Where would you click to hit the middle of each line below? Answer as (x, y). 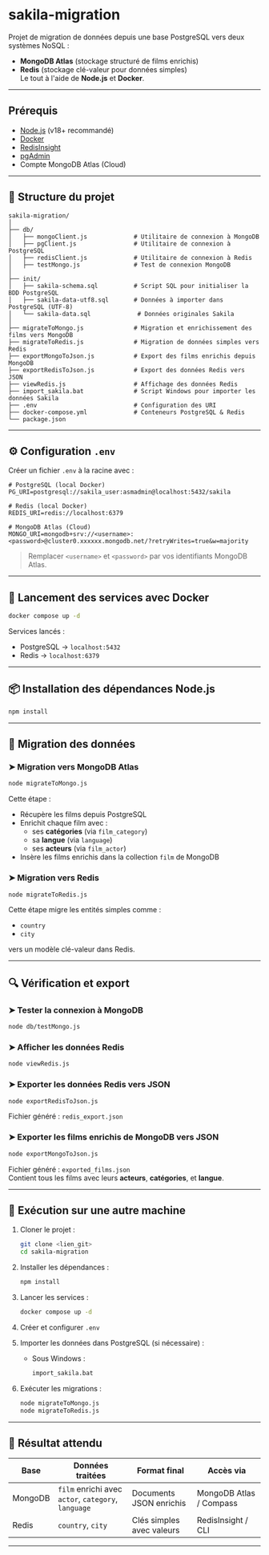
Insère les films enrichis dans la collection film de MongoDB (120, 857)
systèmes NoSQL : (39, 45)
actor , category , (88, 1500)
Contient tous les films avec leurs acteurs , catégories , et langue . (116, 1178)
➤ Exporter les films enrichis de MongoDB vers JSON (114, 1137)
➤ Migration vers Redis (54, 878)
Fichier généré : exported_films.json (69, 1169)
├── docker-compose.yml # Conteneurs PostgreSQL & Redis (127, 412)
